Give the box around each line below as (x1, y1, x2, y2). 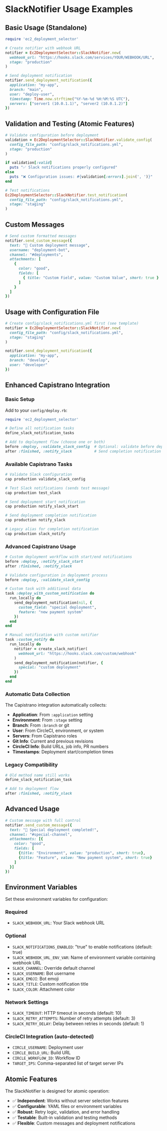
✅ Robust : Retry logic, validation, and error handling (12, 1109, 120, 1115)
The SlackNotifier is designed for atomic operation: (5, 1088, 110, 1094)
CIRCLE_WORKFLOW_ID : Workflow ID (12, 1055, 81, 1061)
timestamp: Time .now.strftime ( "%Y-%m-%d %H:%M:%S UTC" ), (9, 96, 130, 101)
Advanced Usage (5, 805, 60, 813)
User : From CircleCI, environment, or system (12, 728, 104, 734)
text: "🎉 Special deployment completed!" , (9, 827, 99, 832)
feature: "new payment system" (18, 609, 83, 615)
